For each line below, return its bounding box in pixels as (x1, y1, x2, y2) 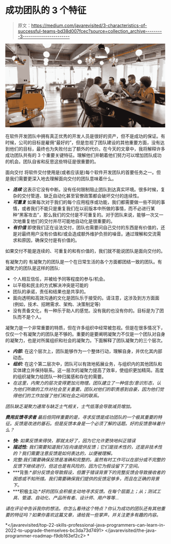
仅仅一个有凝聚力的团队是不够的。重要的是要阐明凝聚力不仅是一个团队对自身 (5, 331, 165, 337)
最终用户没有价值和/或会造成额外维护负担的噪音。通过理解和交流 (21, 231, 157, 237)
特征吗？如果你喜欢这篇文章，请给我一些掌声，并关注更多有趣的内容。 (14, 512, 161, 518)
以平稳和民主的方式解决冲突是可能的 (12, 282, 89, 288)
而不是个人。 (17, 314, 44, 320)
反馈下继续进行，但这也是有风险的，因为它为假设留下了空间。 (12, 463, 142, 469)
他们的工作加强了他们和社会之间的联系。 (17, 393, 102, 399)
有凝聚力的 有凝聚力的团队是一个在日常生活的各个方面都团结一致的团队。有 (5, 259, 162, 265)
